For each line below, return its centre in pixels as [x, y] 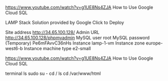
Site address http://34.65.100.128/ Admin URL [52, 32]
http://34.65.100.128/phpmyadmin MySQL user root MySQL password [78, 38]
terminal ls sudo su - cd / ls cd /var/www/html [53, 73]
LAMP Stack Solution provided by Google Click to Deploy [65, 23]
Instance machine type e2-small [57, 48]
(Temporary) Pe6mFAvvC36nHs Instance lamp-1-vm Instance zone [75, 43]
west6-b [14, 48]
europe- [154, 43]
